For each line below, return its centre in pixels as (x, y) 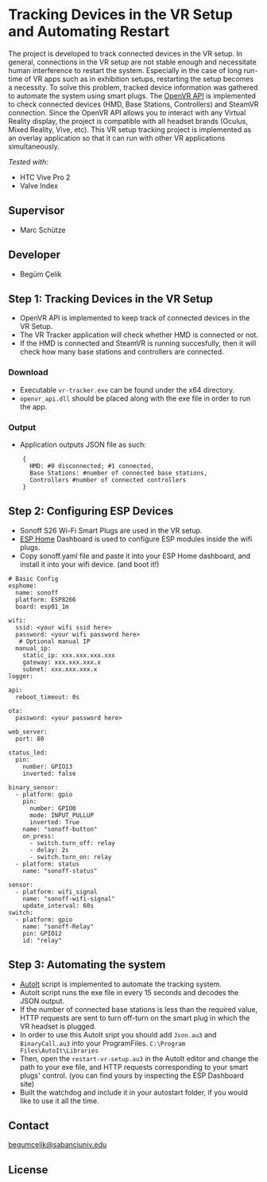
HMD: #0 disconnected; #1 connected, (92, 466)
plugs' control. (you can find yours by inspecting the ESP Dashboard (132, 1075)
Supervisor (37, 211)
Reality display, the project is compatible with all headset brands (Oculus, (128, 121)
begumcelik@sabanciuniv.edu (58, 1145)
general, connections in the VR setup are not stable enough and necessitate (132, 62)
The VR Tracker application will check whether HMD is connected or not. (139, 335)
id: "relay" (42, 940)
